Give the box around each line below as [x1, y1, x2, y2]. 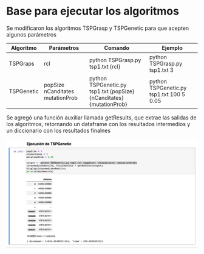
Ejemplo [161, 44, 183, 52]
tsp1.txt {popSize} [89, 87, 135, 95]
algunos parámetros [6, 30, 56, 38]
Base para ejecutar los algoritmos [6, 4, 179, 18]
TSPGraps [8, 60, 35, 67]
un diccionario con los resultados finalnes [6, 127, 111, 135]
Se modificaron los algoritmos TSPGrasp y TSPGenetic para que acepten [6, 24, 189, 32]
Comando [104, 44, 129, 52]
